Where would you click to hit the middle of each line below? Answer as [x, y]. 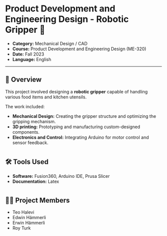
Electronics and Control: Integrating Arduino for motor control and [81, 137]
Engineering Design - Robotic [67, 19]
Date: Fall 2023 [28, 54]
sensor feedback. [30, 143]
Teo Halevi [23, 212]
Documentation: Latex [36, 181]
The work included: [25, 106]
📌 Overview [23, 80]
